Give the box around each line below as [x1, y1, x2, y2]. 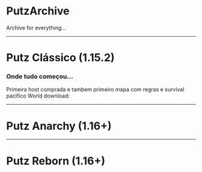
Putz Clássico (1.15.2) [6, 51, 115, 64]
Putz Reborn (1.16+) [6, 154, 105, 168]
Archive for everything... [6, 24, 66, 31]
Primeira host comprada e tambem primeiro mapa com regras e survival [6, 86, 185, 93]
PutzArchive [6, 4, 70, 18]
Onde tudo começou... [6, 72, 73, 81]
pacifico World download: [6, 92, 70, 100]
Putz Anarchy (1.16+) [6, 119, 112, 133]
